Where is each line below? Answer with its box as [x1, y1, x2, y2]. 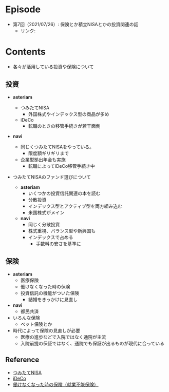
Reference [5, 355, 40, 364]
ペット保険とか [20, 321, 52, 327]
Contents [5, 46, 46, 57]
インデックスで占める [28, 234, 73, 240]
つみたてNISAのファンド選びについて [12, 173, 91, 180]
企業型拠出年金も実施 [20, 156, 66, 163]
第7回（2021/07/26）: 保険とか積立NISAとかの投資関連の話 [12, 21, 139, 27]
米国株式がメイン [28, 209, 65, 215]
